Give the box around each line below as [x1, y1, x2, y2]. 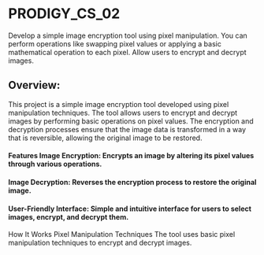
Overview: [8, 79, 61, 92]
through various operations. [8, 159, 102, 169]
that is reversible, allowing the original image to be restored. [8, 133, 203, 142]
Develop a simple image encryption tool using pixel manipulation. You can [8, 31, 248, 40]
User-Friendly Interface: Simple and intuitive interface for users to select [8, 204, 252, 213]
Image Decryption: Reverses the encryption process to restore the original [8, 177, 257, 187]
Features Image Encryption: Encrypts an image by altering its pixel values [8, 151, 255, 161]
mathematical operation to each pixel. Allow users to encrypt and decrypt [8, 47, 247, 57]
